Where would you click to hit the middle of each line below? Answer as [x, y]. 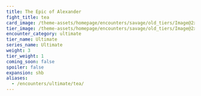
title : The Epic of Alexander [44, 12]
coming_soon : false [31, 61]
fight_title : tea [28, 17]
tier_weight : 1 [25, 56]
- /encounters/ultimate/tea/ [48, 84]
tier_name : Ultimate [32, 39]
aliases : [17, 78]
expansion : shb [25, 73]
